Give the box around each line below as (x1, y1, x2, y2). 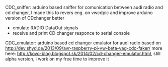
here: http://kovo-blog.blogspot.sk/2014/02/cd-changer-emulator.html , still (5, 50, 161, 56)
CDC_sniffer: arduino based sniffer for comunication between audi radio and (5, 5, 163, 10)
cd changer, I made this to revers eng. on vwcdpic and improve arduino (5, 10, 153, 16)
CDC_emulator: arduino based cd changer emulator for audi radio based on (5, 40, 161, 46)
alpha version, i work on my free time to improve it (5, 56, 109, 62)
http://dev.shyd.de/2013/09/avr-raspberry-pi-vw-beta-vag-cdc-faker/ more (5, 45, 162, 51)
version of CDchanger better (5, 15, 64, 21)
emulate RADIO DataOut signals (12, 25, 78, 31)
